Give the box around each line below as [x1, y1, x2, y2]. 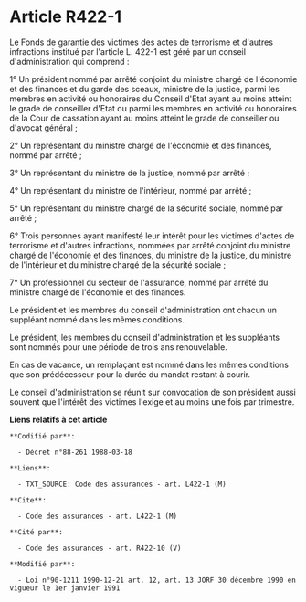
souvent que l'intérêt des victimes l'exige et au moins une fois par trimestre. [9, 396, 295, 407]
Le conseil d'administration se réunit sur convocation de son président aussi [9, 386, 297, 397]
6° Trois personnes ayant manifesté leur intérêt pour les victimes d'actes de [9, 230, 295, 241]
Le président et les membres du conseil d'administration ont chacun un [9, 304, 277, 315]
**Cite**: [9, 495, 47, 504]
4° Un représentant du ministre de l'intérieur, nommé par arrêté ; [9, 185, 252, 195]
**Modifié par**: [9, 559, 76, 568]
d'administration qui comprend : [9, 56, 130, 67]
